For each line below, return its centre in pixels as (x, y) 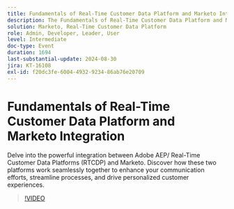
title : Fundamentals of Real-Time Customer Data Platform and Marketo (112, 14)
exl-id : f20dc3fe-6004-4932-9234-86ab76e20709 (76, 72)
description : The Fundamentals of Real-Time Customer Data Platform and (115, 20)
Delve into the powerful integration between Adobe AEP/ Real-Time (104, 155)
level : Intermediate (37, 40)
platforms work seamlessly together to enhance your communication (106, 170)
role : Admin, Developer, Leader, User (63, 33)
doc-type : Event (31, 46)
